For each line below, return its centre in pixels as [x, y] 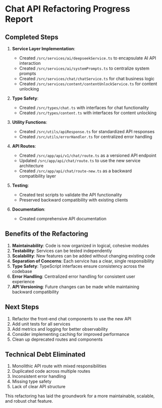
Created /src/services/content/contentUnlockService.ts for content [88, 84]
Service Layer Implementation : [44, 49]
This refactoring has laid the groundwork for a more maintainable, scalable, [80, 396]
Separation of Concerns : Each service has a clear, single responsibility [83, 261]
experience [23, 281]
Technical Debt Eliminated [45, 355]
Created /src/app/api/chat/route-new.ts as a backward [75, 171]
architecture [31, 166]
